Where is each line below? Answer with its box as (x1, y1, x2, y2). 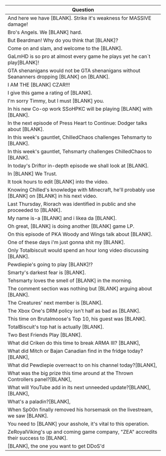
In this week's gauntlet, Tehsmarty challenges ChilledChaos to (7, 148, 152, 155)
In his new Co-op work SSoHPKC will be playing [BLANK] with (7, 106, 153, 112)
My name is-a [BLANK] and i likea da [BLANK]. (7, 215, 117, 221)
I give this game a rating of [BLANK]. (7, 89, 92, 96)
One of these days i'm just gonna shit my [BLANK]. (7, 239, 125, 246)
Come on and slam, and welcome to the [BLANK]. (7, 45, 123, 51)
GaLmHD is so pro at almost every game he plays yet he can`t (7, 53, 151, 60)
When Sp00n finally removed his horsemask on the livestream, (7, 406, 153, 413)
